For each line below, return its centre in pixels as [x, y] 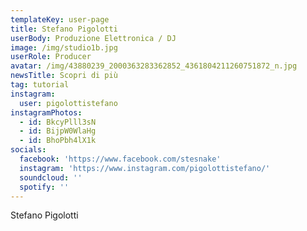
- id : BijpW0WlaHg [58, 131]
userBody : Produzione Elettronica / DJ [93, 38]
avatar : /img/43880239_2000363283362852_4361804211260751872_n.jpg [154, 66]
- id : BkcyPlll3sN [58, 122]
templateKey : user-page [60, 19]
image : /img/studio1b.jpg [64, 47]
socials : [28, 150]
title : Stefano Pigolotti [64, 29]
